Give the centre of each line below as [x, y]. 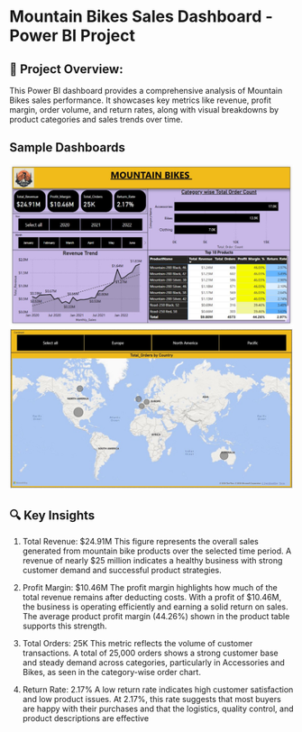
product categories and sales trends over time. [96, 119]
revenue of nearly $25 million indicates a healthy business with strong [152, 561]
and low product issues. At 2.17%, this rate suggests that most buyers [151, 700]
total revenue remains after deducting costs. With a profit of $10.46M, [152, 598]
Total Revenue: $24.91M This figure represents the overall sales [140, 542]
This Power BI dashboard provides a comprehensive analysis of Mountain [146, 91]
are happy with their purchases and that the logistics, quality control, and [158, 709]
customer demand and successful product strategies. [122, 571]
